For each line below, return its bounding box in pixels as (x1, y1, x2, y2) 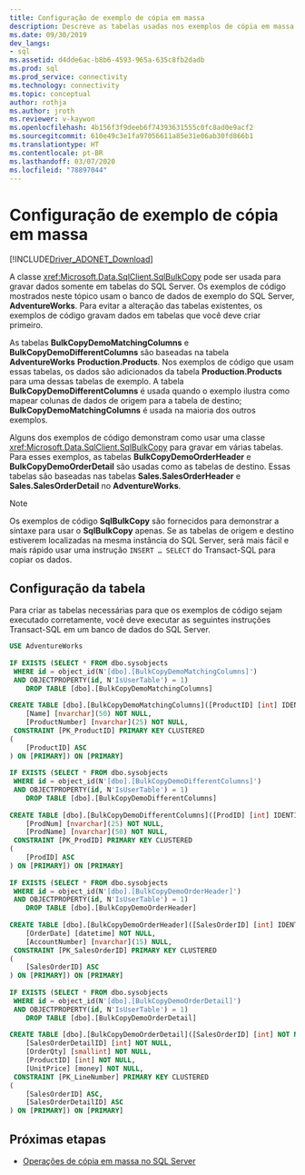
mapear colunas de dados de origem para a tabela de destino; (9, 395, 242, 406)
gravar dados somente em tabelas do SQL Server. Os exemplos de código (9, 281, 286, 292)
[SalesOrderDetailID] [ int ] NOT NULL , (25, 1039, 172, 1048)
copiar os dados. (9, 554, 73, 565)
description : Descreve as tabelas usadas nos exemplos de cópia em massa (9, 22, 295, 31)
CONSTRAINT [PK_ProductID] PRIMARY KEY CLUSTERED (13, 726, 205, 735)
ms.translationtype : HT (9, 140, 100, 149)
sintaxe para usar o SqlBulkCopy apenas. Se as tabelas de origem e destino (9, 525, 295, 536)
